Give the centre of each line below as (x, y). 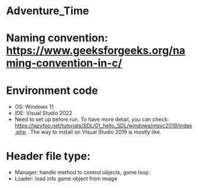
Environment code (52, 90)
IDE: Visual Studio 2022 (43, 113)
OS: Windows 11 (34, 107)
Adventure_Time (48, 11)
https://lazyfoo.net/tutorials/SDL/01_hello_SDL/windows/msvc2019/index (103, 126)
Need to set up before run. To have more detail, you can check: (92, 119)
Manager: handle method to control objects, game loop (82, 173)
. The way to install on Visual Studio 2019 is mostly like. (94, 132)
